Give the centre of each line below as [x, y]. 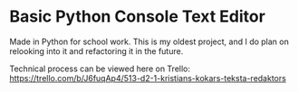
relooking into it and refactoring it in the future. [96, 51]
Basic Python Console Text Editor [137, 17]
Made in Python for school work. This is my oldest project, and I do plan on [149, 41]
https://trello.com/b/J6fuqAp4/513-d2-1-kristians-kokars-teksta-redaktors [148, 78]
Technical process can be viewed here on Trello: [100, 69]
